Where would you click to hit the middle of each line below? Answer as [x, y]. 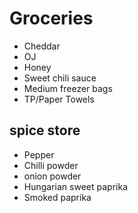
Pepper [39, 154]
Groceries [51, 18]
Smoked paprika [57, 197]
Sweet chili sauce [60, 78]
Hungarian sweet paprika [75, 186]
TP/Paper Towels [59, 99]
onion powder [52, 176]
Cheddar [42, 46]
